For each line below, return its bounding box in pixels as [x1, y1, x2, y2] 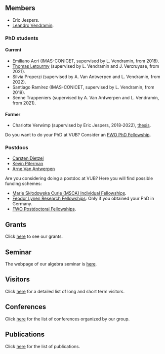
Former [5, 111, 21, 117]
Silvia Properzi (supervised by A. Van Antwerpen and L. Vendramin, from [12, 74, 161, 80]
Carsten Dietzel [12, 155, 44, 161]
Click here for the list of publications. [5, 343, 81, 349]
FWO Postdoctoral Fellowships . [12, 206, 77, 212]
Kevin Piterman [12, 161, 43, 167]
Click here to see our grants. [5, 233, 63, 239]
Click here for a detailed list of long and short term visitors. [5, 288, 125, 294]
